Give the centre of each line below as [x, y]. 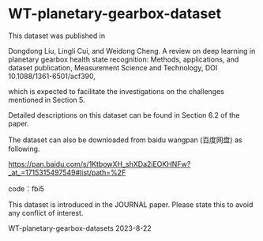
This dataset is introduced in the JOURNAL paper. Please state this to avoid [131, 204]
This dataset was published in [56, 36]
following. [24, 149]
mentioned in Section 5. [47, 100]
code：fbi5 [26, 188]
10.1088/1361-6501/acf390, [52, 76]
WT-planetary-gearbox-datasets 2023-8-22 [80, 228]
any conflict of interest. [46, 213]
